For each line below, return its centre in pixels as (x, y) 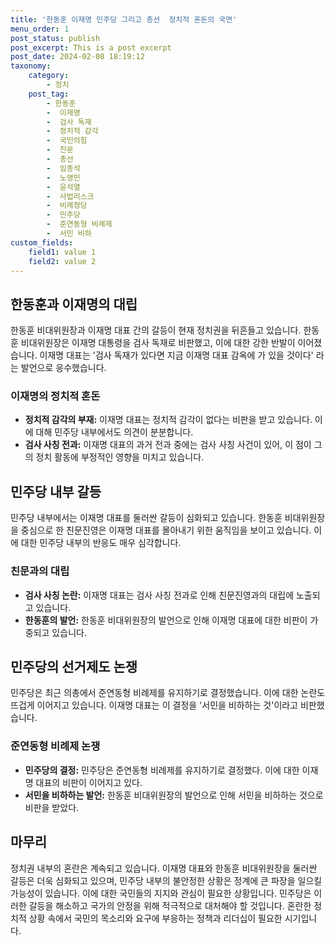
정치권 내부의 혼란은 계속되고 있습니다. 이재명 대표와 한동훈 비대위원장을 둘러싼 (164, 868)
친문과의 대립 (40, 571)
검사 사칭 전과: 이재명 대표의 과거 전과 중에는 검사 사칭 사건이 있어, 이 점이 (168, 445)
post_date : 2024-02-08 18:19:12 (77, 57)
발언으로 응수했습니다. (63, 368)
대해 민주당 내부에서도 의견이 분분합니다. (114, 432)
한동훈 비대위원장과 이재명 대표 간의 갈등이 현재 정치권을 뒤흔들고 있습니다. (156, 330)
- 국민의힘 (67, 141)
